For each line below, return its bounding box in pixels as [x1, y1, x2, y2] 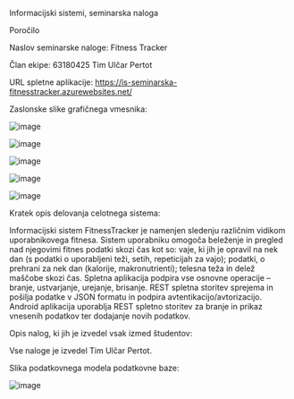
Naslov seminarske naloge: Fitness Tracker [9, 42, 168, 53]
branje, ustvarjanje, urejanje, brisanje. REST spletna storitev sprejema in [9, 282, 274, 293]
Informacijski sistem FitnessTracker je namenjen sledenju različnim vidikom [9, 225, 286, 235]
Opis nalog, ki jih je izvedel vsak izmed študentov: [9, 328, 193, 338]
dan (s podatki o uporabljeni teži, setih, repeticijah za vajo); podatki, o [9, 254, 265, 264]
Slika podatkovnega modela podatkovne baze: [9, 362, 180, 373]
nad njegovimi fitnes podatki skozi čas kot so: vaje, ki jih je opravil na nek [9, 244, 279, 254]
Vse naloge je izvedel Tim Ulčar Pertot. [9, 345, 153, 356]
